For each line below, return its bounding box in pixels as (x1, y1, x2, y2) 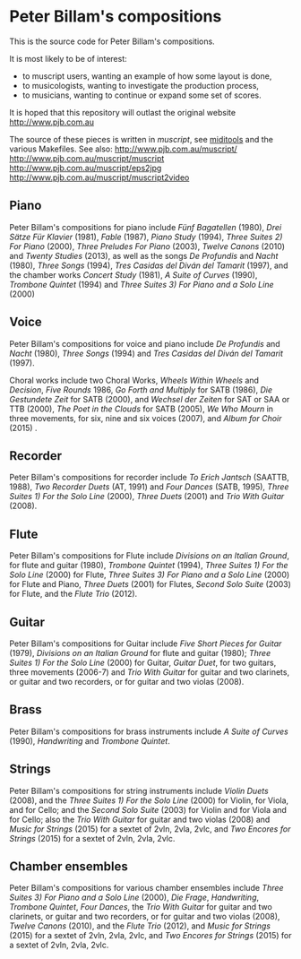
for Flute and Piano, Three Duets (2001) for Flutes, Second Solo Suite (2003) (9, 579, 291, 590)
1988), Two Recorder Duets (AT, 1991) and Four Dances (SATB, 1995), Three (9, 481, 289, 492)
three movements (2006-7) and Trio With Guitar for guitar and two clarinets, (9, 667, 289, 678)
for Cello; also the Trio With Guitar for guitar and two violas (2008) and (9, 814, 271, 825)
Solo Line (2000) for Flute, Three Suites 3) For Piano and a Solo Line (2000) (9, 569, 290, 580)
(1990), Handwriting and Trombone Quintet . (9, 735, 170, 746)
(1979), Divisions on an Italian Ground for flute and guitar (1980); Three (9, 648, 271, 658)
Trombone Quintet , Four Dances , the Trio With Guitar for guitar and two (9, 902, 273, 912)
